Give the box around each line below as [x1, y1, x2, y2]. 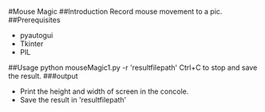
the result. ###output [8, 71, 78, 80]
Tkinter [19, 39, 44, 48]
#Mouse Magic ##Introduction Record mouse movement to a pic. [8, 7, 223, 16]
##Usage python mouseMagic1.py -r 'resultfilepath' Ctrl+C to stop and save [8, 63, 258, 72]
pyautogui [19, 31, 53, 40]
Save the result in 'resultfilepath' [19, 95, 127, 104]
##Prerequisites [8, 15, 61, 25]
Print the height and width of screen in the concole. [19, 87, 189, 96]
